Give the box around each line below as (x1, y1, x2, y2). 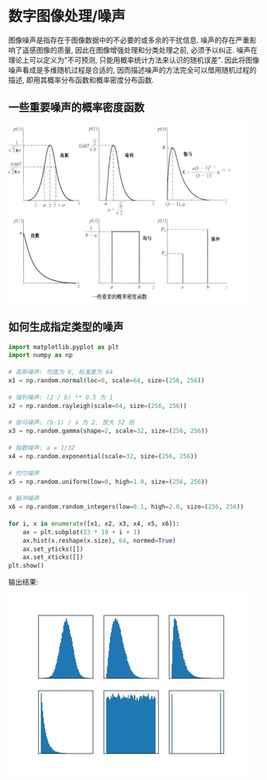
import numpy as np (8, 351, 73, 359)
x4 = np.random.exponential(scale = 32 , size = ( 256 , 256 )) (8, 452, 198, 460)
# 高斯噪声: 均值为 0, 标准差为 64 (8, 368, 113, 376)
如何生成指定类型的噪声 (8, 320, 124, 334)
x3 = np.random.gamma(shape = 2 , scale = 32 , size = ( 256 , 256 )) (8, 427, 209, 435)
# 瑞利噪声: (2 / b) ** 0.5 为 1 (8, 393, 113, 402)
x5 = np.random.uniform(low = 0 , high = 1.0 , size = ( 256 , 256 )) (8, 477, 209, 485)
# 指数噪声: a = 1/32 (8, 444, 76, 452)
